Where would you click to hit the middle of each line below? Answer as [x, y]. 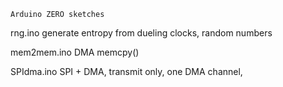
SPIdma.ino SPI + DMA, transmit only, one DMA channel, [126, 71]
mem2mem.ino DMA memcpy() [75, 52]
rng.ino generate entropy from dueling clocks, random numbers [141, 33]
